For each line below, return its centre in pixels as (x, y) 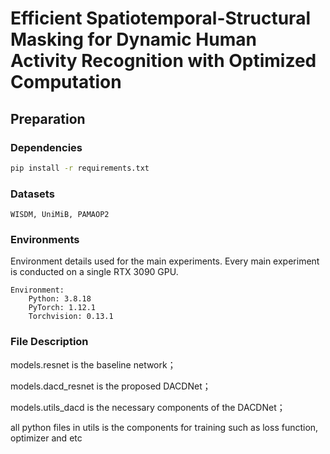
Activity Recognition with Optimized (163, 61)
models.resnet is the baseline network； (93, 364)
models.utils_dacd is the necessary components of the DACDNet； (148, 407)
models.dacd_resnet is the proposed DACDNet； (111, 386)
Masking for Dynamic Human (133, 39)
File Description (49, 342)
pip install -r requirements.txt (80, 168)
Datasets (32, 194)
